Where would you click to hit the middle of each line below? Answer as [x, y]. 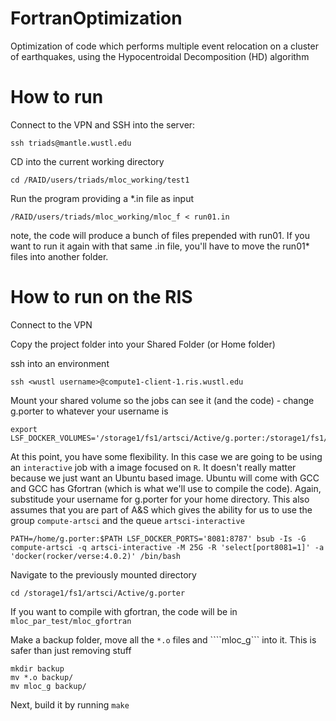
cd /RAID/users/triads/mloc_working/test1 [100, 180]
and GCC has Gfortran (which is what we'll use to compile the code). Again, [166, 488]
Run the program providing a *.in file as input [102, 198]
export [24, 429]
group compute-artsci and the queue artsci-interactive [127, 520]
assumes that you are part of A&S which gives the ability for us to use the [161, 509]
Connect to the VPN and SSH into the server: [103, 124]
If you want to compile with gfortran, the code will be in [124, 611]
